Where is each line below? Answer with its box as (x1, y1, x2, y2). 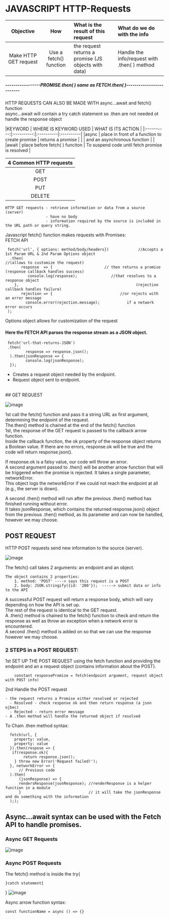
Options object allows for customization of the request (5, 318, 118, 324)
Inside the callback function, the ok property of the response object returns (5, 438, 161, 444)
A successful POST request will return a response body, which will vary (5, 596, 153, 602)
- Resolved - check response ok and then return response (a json (10, 700, 152, 706)
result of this (73, 27, 105, 34)
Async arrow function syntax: (5, 899, 66, 905)
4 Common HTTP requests (8, 159, 73, 166)
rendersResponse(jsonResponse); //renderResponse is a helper (18, 781, 152, 786)
